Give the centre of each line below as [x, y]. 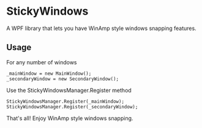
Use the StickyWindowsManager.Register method [69, 90]
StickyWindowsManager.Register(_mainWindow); [65, 101]
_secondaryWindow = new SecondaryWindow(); [63, 79]
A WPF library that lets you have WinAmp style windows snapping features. [102, 28]
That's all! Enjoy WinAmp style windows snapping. [70, 118]
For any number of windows [42, 62]
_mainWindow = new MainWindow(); [49, 73]
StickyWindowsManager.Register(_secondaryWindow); [72, 107]
